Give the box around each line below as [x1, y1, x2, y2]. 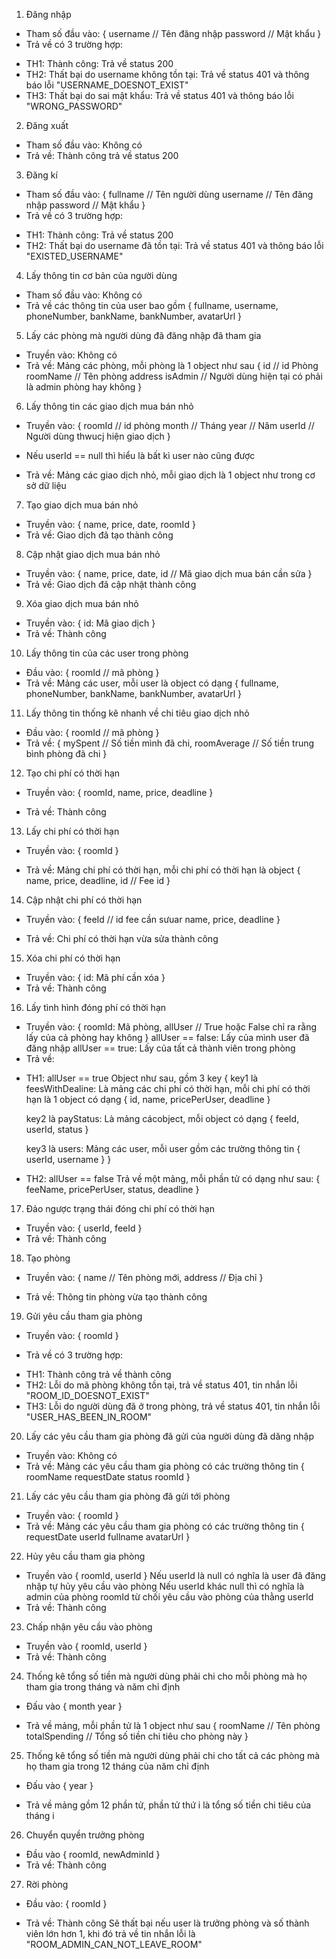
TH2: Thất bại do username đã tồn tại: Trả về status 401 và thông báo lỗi [25, 240, 324, 251]
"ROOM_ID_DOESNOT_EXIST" [25, 1390, 150, 1401]
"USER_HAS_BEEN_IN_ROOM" [25, 1411, 153, 1423]
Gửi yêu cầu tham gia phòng [25, 1310, 143, 1322]
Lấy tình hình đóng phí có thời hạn [25, 1002, 167, 1013]
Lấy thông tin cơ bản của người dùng [25, 270, 178, 281]
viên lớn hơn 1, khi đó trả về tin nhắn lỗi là [25, 1928, 196, 1939]
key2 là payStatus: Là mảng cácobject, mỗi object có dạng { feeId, [25, 1113, 300, 1124]
